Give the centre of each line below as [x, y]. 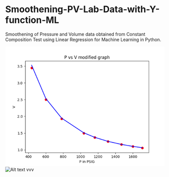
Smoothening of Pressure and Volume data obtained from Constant [75, 34]
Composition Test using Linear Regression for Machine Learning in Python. [83, 40]
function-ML [32, 20]
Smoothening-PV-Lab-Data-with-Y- [82, 9]
